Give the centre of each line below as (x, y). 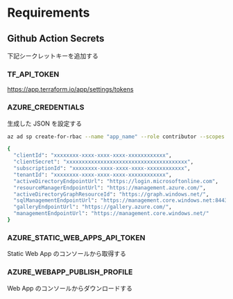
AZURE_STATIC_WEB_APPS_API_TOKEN (76, 237)
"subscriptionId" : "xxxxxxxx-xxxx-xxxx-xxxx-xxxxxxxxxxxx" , (102, 169)
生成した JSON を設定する (45, 123)
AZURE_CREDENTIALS (46, 108)
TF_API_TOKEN (33, 74)
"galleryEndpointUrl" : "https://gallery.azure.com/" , (93, 207)
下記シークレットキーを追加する (53, 56)
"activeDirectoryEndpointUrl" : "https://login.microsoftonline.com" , (116, 181)
